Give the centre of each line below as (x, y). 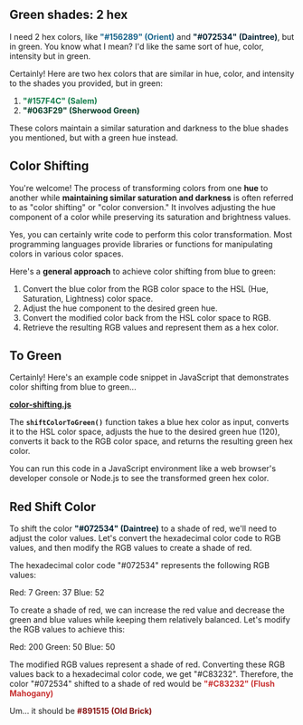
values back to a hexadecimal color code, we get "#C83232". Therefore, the (151, 674)
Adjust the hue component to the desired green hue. (120, 308)
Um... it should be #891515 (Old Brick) (81, 711)
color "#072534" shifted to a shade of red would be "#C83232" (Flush (142, 684)
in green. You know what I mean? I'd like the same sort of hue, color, (137, 46)
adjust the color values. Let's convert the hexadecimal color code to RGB (145, 538)
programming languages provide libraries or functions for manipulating (141, 244)
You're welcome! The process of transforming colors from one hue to (139, 188)
